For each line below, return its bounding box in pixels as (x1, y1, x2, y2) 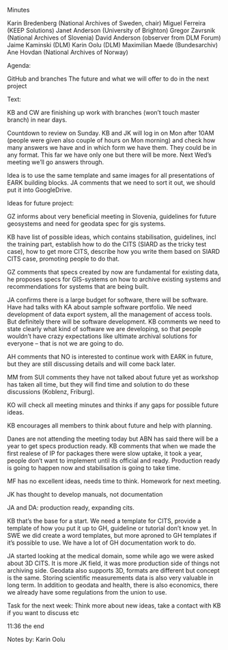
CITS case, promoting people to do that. (7, 255, 120, 263)
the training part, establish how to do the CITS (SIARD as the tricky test (7, 240, 207, 248)
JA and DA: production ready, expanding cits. (7, 504, 135, 512)
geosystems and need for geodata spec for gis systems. (7, 220, 166, 228)
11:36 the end (7, 622, 44, 630)
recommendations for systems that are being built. (7, 283, 149, 290)
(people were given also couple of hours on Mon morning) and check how (7, 136, 216, 144)
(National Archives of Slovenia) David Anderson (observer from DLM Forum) (7, 34, 221, 42)
